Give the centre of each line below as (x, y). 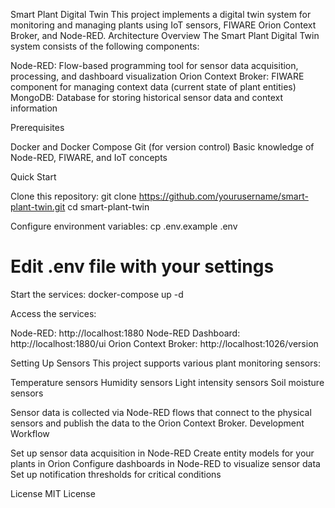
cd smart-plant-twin (108, 207)
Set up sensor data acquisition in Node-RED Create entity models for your (162, 453)
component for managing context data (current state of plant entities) (153, 87)
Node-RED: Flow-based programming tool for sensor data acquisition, (154, 65)
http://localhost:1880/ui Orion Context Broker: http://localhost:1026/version (164, 343)
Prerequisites (37, 127)
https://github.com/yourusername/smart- (223, 196)
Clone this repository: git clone (73, 196)
